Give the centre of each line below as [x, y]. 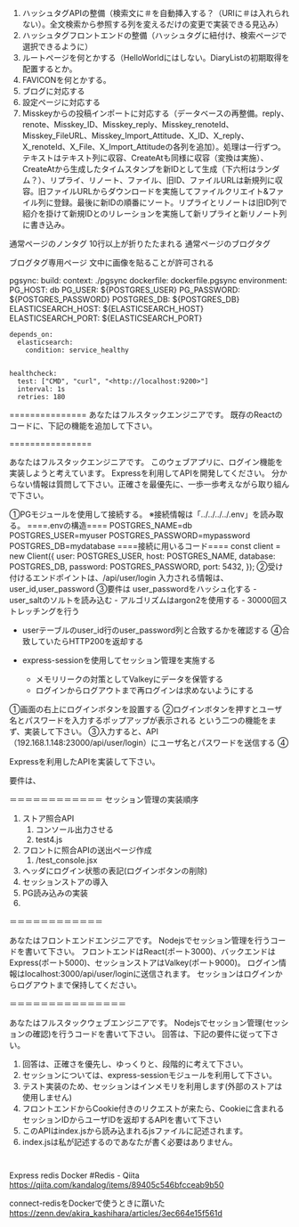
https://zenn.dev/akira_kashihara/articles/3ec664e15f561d [116, 1213]
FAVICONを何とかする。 [66, 80]
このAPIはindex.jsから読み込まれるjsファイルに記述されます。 [135, 1131]
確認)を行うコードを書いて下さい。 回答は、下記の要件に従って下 [152, 1034]
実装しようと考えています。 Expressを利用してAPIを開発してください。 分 [145, 473]
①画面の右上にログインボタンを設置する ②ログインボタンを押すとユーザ [146, 709]
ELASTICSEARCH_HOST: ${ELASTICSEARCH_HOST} [107, 309]
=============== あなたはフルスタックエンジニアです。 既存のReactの [146, 414]
